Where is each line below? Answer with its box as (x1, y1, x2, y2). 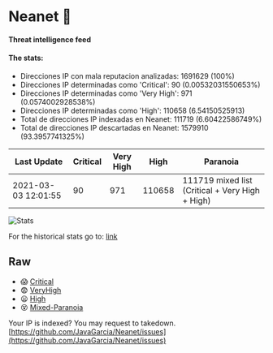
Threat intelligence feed (8, 34, 92, 44)
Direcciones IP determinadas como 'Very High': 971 (19, 88, 193, 98)
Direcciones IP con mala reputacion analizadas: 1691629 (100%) (19, 71, 236, 80)
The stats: (8, 53, 44, 63)
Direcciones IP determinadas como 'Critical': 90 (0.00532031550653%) (19, 80, 261, 89)
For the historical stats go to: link (8, 231, 118, 241)
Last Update (15, 156, 63, 167)
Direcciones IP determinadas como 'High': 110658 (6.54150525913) (19, 105, 245, 115)
